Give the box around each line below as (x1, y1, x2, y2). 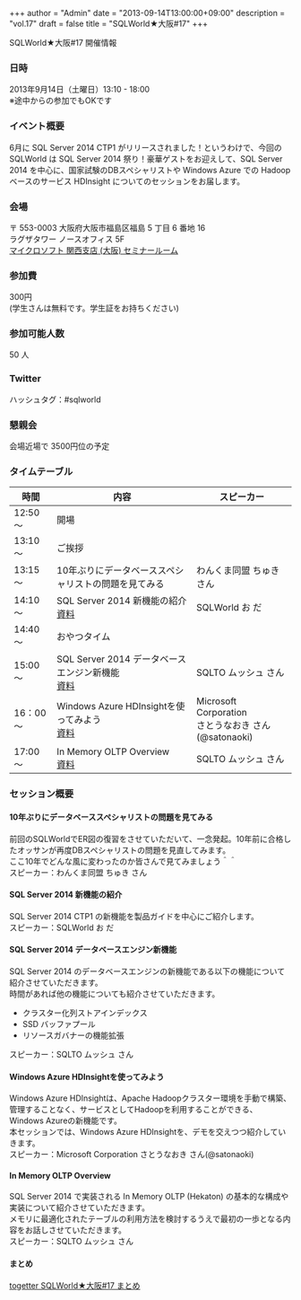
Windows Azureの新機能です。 (9, 1115, 123, 1126)
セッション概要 (9, 787, 74, 800)
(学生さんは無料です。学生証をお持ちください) (9, 303, 179, 313)
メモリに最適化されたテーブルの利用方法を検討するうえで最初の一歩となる (9, 1214, 284, 1225)
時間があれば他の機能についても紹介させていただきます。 (9, 988, 220, 999)
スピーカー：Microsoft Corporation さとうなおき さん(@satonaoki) (9, 1149, 254, 1160)
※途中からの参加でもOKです (9, 95, 113, 106)
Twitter (9, 373, 42, 385)
